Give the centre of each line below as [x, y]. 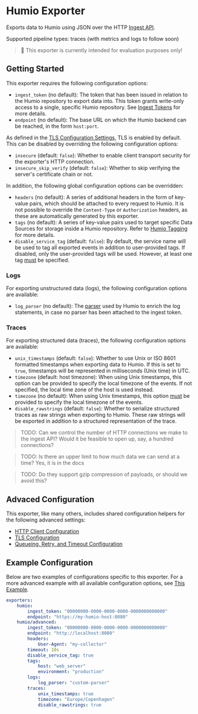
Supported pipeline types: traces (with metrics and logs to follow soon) [92, 38]
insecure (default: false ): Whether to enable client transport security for [103, 155]
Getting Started [35, 69]
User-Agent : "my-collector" [72, 644]
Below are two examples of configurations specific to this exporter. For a [95, 577]
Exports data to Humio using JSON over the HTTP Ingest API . [81, 27]
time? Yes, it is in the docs [52, 463]
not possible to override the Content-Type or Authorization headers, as [101, 210]
